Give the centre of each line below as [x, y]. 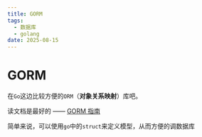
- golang [27, 34]
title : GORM [25, 14]
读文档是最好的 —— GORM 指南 [54, 111]
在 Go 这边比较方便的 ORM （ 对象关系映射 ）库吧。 [75, 96]
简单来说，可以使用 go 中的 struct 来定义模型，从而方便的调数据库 [101, 126]
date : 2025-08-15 [33, 40]
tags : [15, 21]
